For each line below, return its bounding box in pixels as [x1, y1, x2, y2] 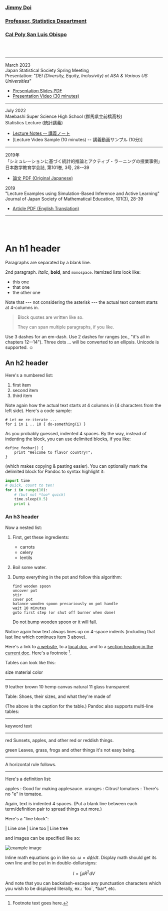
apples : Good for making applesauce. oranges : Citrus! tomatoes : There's [5, 786, 159, 792]
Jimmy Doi [5, 4, 31, 11]
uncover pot [12, 588, 37, 593]
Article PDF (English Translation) [12, 206, 79, 212]
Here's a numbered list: [5, 372, 53, 378]
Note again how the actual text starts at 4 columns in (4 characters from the [5, 402, 161, 408]
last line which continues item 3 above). [5, 634, 87, 640]
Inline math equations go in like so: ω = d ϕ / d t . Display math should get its [5, 854, 156, 861]
